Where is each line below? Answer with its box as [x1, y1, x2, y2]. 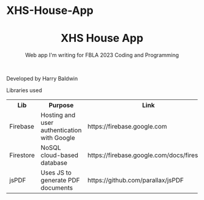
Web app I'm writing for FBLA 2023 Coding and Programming [25, 52, 179, 59]
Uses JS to [40, 168, 72, 177]
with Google [40, 134, 75, 142]
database [40, 159, 68, 167]
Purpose [48, 101, 74, 110]
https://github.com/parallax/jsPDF [87, 176, 184, 185]
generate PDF [40, 176, 80, 185]
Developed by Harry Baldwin [6, 75, 78, 82]
